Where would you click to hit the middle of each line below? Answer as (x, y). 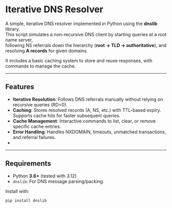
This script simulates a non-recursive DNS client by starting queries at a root (86, 34)
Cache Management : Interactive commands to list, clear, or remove (84, 121)
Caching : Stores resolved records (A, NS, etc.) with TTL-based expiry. (87, 110)
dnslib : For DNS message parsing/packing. (58, 181)
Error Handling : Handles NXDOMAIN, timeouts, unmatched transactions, (89, 132)
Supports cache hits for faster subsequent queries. (67, 115)
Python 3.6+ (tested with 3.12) (45, 176)
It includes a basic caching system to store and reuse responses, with (79, 60)
